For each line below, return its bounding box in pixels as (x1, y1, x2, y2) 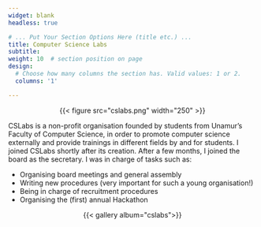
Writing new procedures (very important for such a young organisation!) (19, 178, 254, 188)
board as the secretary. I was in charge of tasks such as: (8, 154, 192, 164)
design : (8, 62, 34, 71)
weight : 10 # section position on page (8, 55, 144, 63)
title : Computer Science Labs (8, 40, 108, 48)
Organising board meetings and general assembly (19, 169, 182, 179)
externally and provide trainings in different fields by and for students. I (8, 137, 239, 147)
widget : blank (8, 11, 55, 20)
